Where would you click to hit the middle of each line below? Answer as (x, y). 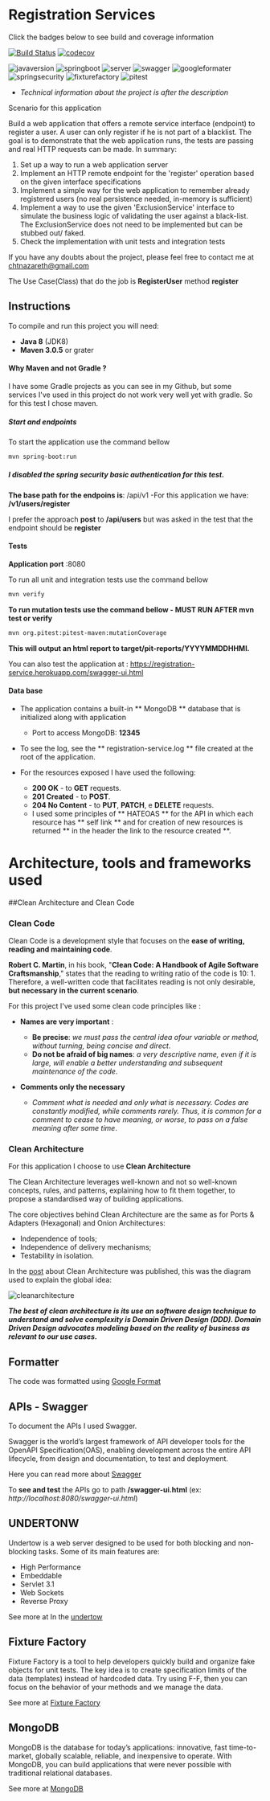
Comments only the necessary (72, 1087)
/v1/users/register (39, 503)
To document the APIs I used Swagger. (73, 1426)
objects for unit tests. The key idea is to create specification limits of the (128, 1670)
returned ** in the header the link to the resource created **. (131, 830)
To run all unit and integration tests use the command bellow (108, 579)
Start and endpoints (43, 422)
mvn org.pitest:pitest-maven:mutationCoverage (88, 632)
